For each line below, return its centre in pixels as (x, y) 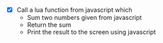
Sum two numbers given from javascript (84, 18)
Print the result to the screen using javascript (91, 32)
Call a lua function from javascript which (75, 10)
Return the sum (49, 25)
